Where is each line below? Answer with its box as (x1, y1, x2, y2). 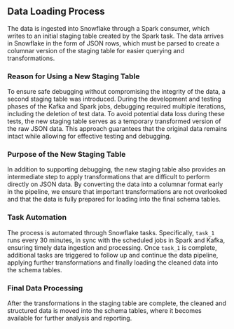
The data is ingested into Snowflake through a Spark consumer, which (7, 24, 210, 32)
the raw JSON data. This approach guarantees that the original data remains (7, 125, 228, 133)
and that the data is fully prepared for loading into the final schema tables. (7, 195, 221, 204)
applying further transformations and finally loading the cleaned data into (7, 258, 219, 267)
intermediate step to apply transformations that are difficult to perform (7, 173, 210, 181)
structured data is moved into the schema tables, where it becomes (7, 307, 202, 314)
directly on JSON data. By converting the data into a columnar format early (7, 180, 223, 188)
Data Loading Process (7, 6, 105, 17)
